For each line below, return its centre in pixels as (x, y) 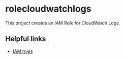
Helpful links (26, 39)
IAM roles (23, 51)
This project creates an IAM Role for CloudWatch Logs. (63, 23)
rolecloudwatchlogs (48, 9)
